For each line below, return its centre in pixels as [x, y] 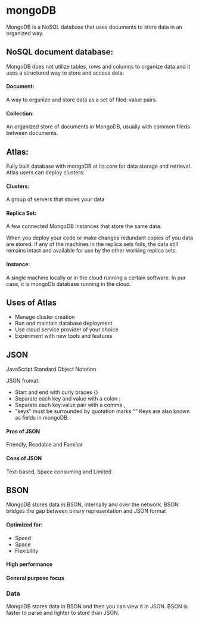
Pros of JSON [23, 431]
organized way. [25, 33]
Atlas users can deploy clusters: [46, 172]
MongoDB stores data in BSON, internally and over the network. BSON [92, 504]
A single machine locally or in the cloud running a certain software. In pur [96, 278]
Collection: [20, 113]
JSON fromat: [23, 381]
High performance [29, 564]
